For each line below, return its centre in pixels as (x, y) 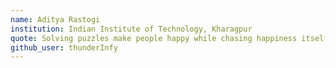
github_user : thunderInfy (64, 47)
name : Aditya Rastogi (55, 19)
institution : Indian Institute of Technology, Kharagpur (131, 29)
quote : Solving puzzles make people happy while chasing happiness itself (169, 38)
